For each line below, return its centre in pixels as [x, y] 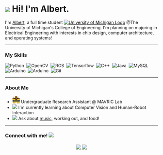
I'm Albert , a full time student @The [72, 22]
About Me [17, 88]
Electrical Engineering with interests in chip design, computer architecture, [80, 33]
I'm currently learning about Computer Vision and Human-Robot [82, 107]
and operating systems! [29, 38]
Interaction [23, 112]
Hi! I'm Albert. [41, 9]
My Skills [16, 55]
